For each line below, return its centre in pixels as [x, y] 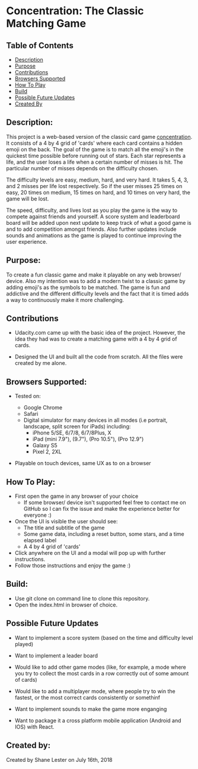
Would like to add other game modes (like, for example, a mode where [100, 667]
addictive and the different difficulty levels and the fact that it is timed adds [98, 293]
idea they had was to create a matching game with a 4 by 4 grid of [96, 339]
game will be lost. [28, 198]
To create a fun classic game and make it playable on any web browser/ [94, 275]
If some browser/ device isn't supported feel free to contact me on [105, 503]
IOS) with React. [34, 727]
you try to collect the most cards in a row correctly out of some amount [102, 673]
